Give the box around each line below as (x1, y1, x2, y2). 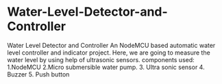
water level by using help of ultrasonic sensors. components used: (7, 55, 195, 64)
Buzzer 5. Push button (7, 70, 70, 79)
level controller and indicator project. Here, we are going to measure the (7, 48, 210, 57)
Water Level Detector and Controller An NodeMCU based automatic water (7, 41, 216, 49)
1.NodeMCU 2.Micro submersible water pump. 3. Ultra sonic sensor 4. (7, 63, 205, 71)
